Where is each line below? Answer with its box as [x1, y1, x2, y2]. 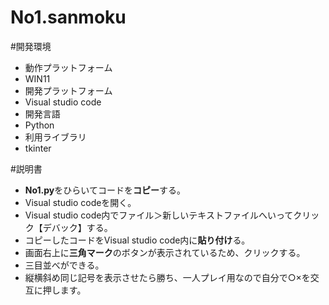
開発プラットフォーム [24, 84, 113, 96]
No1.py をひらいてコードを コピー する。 [24, 184, 186, 196]
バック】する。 [51, 221, 113, 233]
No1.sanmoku [10, 6, 127, 29]
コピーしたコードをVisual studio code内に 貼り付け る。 [24, 234, 251, 246]
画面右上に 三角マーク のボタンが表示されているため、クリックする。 [24, 246, 306, 258]
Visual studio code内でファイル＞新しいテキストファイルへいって [24, 209, 294, 221]
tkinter [24, 142, 52, 154]
